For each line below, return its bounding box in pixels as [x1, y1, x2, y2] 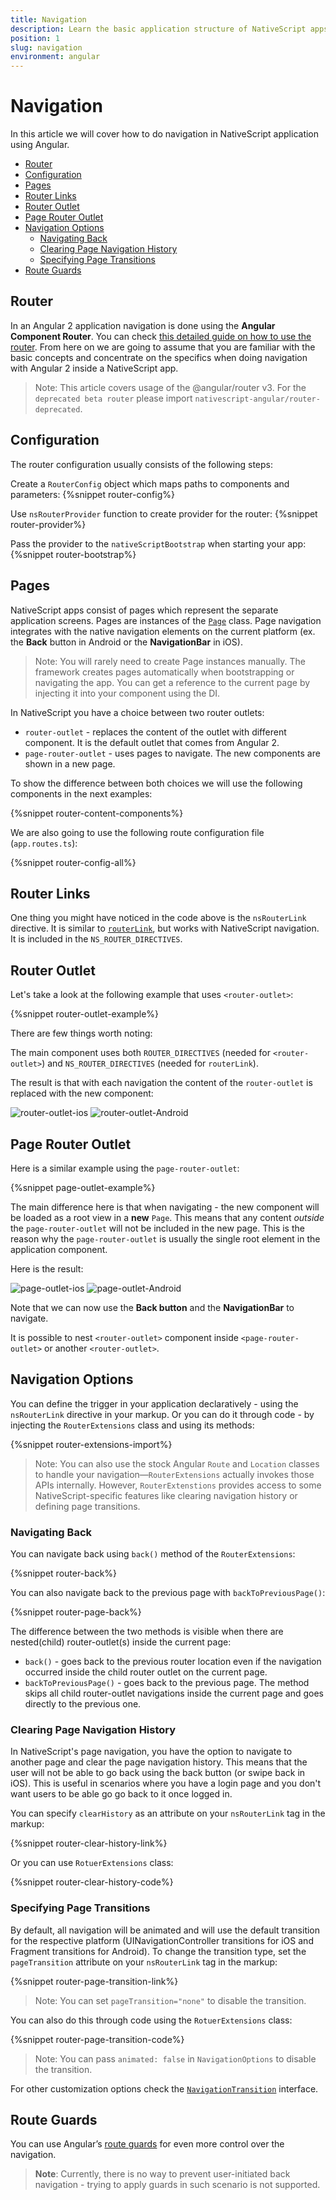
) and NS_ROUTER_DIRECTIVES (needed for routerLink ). [41, 1057, 259, 1070]
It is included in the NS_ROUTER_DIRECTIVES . [10, 933, 183, 945]
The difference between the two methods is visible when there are [10, 1626, 284, 1638]
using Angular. [10, 139, 70, 151]
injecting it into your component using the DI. [34, 687, 221, 699]
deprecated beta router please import [34, 392, 193, 404]
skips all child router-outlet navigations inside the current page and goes [24, 1687, 324, 1700]
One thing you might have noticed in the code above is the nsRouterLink [10, 912, 307, 924]
